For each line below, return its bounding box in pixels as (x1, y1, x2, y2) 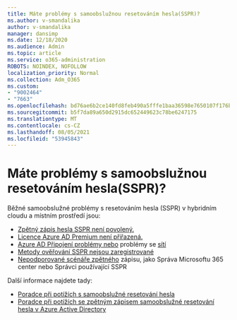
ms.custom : (7, 83, 39, 90)
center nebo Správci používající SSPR (17, 263, 127, 271)
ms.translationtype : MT (7, 115, 78, 122)
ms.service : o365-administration (7, 57, 106, 64)
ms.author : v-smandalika (7, 17, 80, 24)
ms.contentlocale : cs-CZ (7, 122, 80, 129)
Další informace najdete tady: (7, 276, 93, 285)
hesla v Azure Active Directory (17, 305, 107, 314)
